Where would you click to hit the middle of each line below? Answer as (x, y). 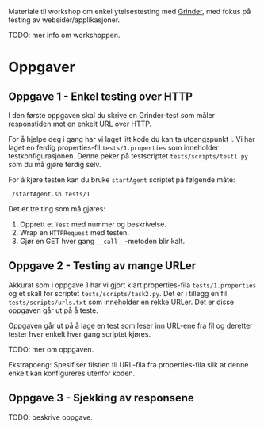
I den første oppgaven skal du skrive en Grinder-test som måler (112, 115)
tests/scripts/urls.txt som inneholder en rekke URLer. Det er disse (121, 302)
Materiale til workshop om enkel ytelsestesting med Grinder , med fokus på (130, 11)
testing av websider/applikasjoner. (64, 20)
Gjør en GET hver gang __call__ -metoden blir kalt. (102, 241)
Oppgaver (42, 67)
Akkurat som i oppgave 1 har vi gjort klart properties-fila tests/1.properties (132, 285)
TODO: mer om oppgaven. (51, 349)
